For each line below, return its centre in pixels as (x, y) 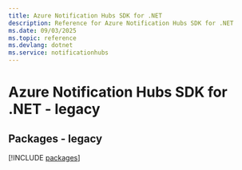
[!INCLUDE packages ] (44, 158)
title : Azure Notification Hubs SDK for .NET (85, 16)
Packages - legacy (55, 138)
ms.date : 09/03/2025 (43, 30)
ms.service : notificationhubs (59, 53)
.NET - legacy (54, 109)
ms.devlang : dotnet (41, 45)
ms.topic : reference (43, 38)
